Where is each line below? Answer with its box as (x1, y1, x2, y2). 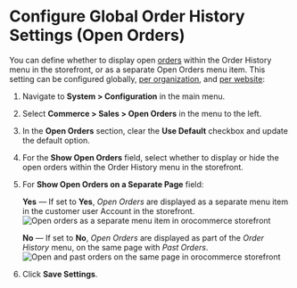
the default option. (21, 135, 91, 145)
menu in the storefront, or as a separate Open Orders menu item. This (9, 64, 266, 75)
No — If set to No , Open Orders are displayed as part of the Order (21, 232, 265, 243)
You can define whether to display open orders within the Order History (9, 54, 272, 65)
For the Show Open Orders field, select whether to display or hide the (21, 152, 279, 162)
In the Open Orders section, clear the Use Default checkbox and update (21, 125, 288, 136)
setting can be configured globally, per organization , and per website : (9, 73, 266, 84)
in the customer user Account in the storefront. (21, 205, 195, 216)
